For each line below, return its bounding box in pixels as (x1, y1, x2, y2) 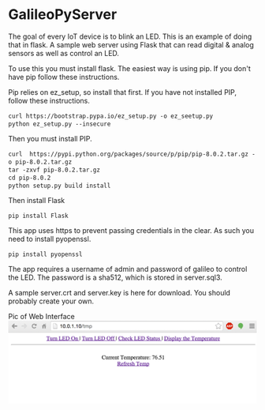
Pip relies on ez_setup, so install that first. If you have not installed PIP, (8, 87, 237, 96)
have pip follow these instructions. (8, 72, 120, 81)
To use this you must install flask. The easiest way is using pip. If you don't (8, 63, 251, 73)
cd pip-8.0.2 (8, 174, 51, 182)
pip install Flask (8, 212, 69, 220)
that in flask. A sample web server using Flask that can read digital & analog (8, 39, 254, 49)
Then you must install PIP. (8, 134, 92, 143)
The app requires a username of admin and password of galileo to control (8, 264, 248, 273)
